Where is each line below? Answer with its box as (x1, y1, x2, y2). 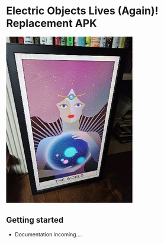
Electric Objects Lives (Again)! (6, 4, 159, 18)
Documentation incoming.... (14, 230, 83, 238)
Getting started (6, 215, 64, 225)
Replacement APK (6, 17, 98, 30)
